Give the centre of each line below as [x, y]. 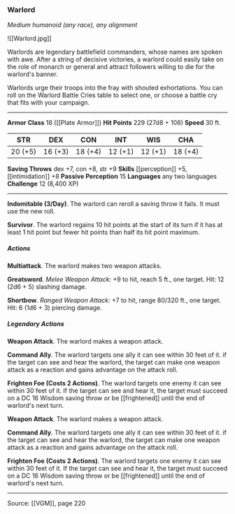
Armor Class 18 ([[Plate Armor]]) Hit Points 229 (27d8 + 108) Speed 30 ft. [114, 123]
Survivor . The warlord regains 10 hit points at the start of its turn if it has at [115, 225]
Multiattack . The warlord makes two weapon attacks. [85, 266]
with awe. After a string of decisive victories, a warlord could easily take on [115, 59]
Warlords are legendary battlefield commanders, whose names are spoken [115, 52]
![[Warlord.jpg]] [29, 38]
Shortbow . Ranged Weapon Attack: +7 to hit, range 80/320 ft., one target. [114, 300]
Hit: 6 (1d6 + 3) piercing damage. [55, 308]
